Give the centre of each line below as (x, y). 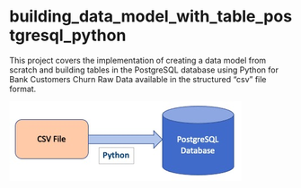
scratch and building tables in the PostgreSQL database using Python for (144, 70)
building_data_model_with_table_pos (151, 17)
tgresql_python (68, 35)
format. (23, 89)
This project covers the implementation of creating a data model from (138, 60)
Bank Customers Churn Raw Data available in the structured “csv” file (138, 79)
